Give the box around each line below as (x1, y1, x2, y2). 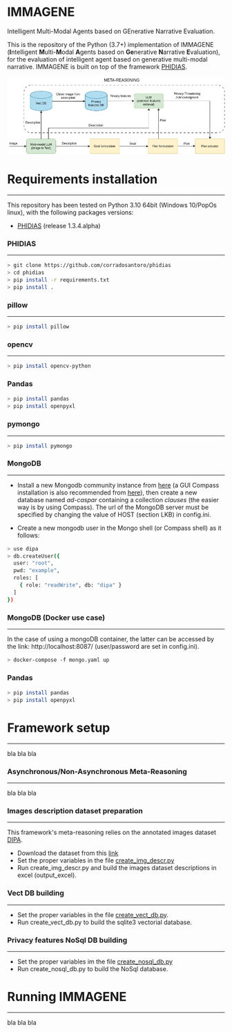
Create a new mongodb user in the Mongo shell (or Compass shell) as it (17, 524, 222, 532)
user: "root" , (13, 560, 54, 567)
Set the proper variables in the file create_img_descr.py (17, 856, 175, 865)
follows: (17, 531, 40, 540)
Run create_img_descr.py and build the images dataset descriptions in (17, 864, 217, 872)
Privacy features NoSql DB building (7, 935, 128, 945)
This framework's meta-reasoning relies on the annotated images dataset (7, 828, 216, 837)
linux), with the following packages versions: (7, 208, 134, 216)
